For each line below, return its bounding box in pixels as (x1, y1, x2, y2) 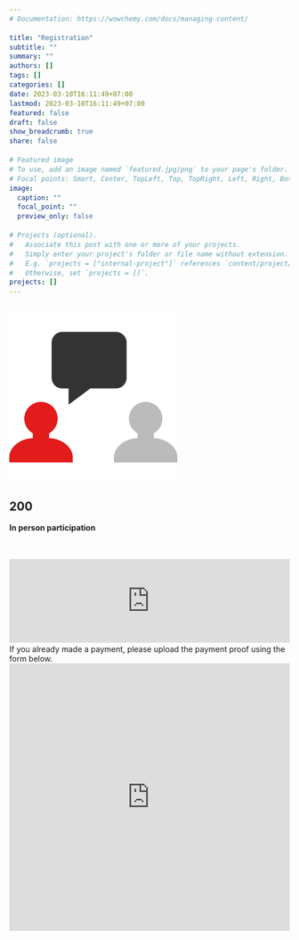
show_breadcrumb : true (9, 128, 93, 136)
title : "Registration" (9, 33, 93, 42)
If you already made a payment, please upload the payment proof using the (9, 644, 286, 655)
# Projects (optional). (9, 231, 98, 240)
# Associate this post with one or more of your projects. (9, 240, 241, 249)
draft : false (9, 118, 58, 127)
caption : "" (17, 193, 62, 202)
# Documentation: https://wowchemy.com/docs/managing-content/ (9, 14, 249, 23)
